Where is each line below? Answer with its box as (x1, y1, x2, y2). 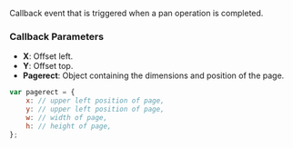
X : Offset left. (22, 51, 74, 62)
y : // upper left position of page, (25, 104, 166, 114)
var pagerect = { (9, 88, 76, 97)
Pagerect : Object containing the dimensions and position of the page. (22, 70, 285, 81)
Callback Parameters (9, 30, 105, 43)
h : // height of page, (25, 122, 112, 131)
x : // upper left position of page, (25, 96, 166, 105)
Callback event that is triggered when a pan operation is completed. (9, 8, 264, 18)
